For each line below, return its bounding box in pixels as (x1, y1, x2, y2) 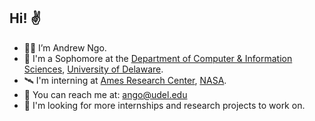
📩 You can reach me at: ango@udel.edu (23, 88, 188, 100)
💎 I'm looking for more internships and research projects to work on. (23, 99, 306, 111)
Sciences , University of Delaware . (23, 63, 164, 75)
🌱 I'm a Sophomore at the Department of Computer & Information (23, 52, 293, 64)
